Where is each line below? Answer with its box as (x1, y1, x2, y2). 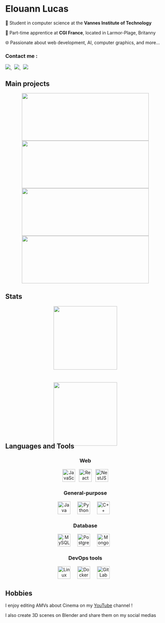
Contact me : (5, 52, 38, 59)
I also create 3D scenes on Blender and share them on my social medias (5, 612, 156, 618)
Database (73, 522, 97, 529)
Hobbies (5, 589, 33, 598)
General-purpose (63, 490, 108, 497)
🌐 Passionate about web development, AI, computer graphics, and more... (5, 39, 160, 46)
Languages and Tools (5, 442, 75, 451)
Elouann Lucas (5, 3, 69, 15)
